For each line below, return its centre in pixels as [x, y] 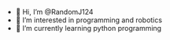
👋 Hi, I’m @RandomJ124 [54, 12]
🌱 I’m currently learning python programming [89, 28]
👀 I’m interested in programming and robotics [89, 20]
